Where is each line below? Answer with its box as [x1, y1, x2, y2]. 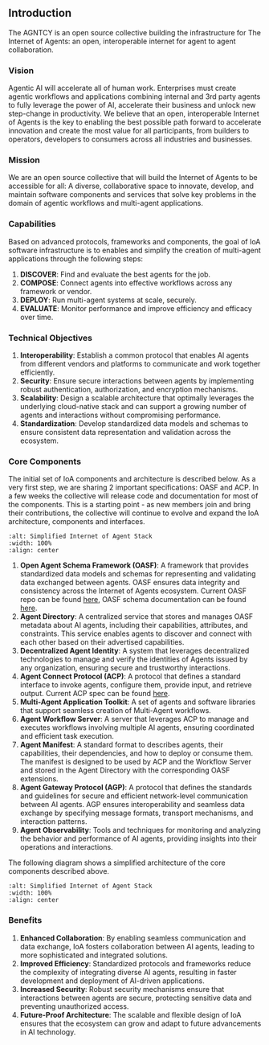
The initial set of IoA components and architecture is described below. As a [8, 474, 256, 484]
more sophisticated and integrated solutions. [19, 950, 169, 960]
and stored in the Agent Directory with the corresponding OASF [19, 765, 230, 775]
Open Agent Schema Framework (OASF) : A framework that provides [19, 560, 249, 570]
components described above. [8, 867, 110, 876]
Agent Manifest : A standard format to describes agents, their [19, 740, 223, 750]
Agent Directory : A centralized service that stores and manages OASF [19, 612, 254, 621]
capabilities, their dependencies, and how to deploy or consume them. [19, 748, 254, 758]
